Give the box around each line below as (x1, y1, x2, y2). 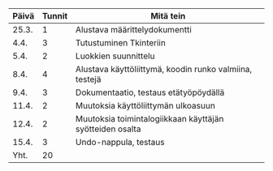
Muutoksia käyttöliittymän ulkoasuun (76, 100, 215, 111)
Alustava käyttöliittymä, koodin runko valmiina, (76, 64, 253, 75)
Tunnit (41, 11, 68, 21)
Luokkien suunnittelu (76, 50, 155, 62)
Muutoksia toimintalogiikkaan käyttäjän (76, 113, 224, 124)
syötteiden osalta (76, 123, 141, 135)
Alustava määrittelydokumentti (76, 24, 193, 35)
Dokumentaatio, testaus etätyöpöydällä (76, 87, 225, 98)
